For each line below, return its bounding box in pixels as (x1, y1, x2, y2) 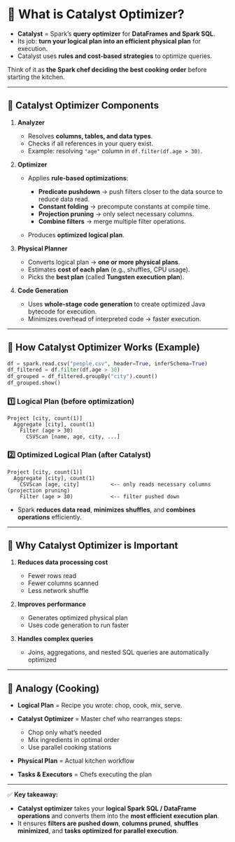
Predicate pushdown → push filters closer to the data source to (38, 187, 223, 195)
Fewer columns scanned (27, 579, 99, 587)
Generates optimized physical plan (27, 614, 128, 622)
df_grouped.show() (7, 379, 61, 387)
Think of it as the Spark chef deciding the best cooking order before (7, 65, 208, 73)
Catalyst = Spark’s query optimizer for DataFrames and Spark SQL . (17, 29, 215, 38)
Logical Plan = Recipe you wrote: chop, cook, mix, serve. (17, 701, 183, 710)
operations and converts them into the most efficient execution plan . (17, 812, 220, 820)
